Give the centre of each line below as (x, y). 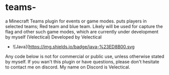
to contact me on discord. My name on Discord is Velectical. (68, 67)
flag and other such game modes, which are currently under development (82, 31)
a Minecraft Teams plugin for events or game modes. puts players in (76, 21)
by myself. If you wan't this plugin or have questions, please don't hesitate (82, 61)
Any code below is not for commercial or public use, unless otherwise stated (85, 56)
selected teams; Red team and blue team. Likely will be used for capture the (84, 26)
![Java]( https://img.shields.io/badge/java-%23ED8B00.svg (73, 46)
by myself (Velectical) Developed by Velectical (53, 37)
